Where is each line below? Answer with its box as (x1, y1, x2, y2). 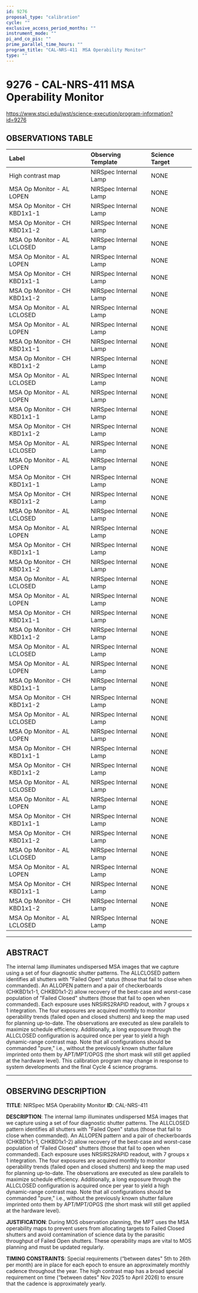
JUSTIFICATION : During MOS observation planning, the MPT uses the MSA (6, 1219, 190, 1225)
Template (90, 158, 118, 166)
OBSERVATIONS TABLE (6, 133, 93, 143)
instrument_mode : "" (6, 31, 57, 37)
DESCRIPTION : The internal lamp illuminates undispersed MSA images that (6, 1113, 189, 1120)
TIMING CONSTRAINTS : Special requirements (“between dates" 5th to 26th (6, 1255, 191, 1262)
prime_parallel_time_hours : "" (6, 42, 83, 48)
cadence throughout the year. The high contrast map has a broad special (6, 1268, 184, 1274)
